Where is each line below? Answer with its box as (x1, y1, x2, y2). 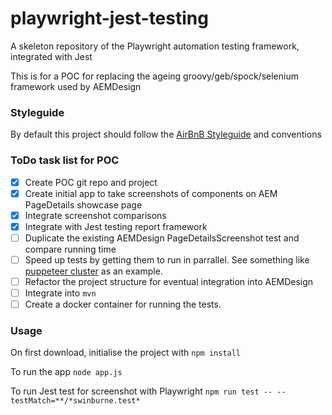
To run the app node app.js (10, 366, 123, 378)
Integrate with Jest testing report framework (24, 220, 208, 232)
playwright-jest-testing (10, 7, 209, 30)
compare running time (24, 243, 117, 255)
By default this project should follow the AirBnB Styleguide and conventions (10, 128, 322, 141)
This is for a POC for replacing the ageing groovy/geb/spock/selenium (10, 70, 299, 82)
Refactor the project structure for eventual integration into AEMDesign (24, 275, 314, 287)
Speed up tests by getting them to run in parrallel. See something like (24, 253, 310, 266)
